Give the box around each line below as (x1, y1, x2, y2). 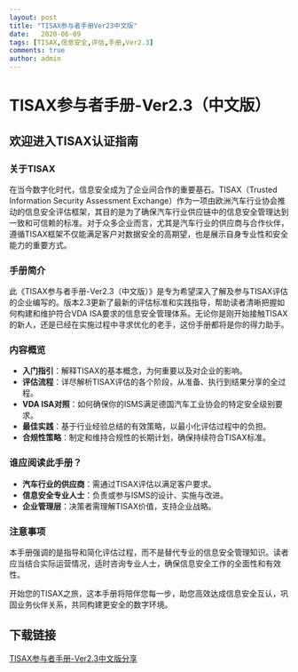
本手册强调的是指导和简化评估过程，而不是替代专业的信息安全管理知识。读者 (9, 548, 289, 558)
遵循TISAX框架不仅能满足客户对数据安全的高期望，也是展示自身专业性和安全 (9, 228, 288, 239)
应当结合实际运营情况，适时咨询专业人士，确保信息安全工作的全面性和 (9, 558, 266, 569)
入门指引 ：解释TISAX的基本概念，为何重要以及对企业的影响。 (21, 365, 247, 376)
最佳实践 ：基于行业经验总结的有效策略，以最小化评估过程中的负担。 (21, 421, 271, 432)
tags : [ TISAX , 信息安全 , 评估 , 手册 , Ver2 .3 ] (9, 37, 153, 47)
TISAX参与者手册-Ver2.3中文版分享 (9, 652, 137, 663)
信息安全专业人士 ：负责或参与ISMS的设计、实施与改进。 (21, 490, 229, 500)
